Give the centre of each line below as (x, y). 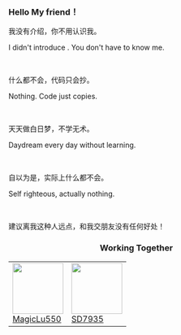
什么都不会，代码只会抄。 (51, 80)
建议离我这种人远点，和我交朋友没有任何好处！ (86, 226)
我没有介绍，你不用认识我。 (55, 31)
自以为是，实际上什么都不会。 (58, 178)
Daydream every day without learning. (72, 145)
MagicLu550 (37, 319)
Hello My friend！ (44, 11)
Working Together (136, 248)
